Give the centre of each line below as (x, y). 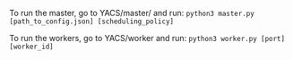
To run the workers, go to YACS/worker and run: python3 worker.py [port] (147, 38)
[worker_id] (31, 47)
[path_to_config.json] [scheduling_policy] (92, 21)
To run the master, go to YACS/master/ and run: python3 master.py (132, 13)
